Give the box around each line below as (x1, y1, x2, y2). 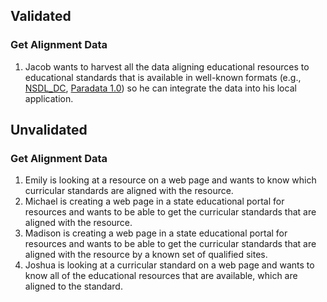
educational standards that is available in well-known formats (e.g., (24, 71, 302, 83)
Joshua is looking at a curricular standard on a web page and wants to (24, 259, 315, 271)
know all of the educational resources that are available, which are (24, 270, 298, 282)
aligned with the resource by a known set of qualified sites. (24, 249, 268, 261)
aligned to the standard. (24, 280, 123, 293)
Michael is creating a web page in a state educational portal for (24, 195, 285, 208)
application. (24, 92, 74, 104)
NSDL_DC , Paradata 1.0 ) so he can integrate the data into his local (24, 82, 297, 94)
